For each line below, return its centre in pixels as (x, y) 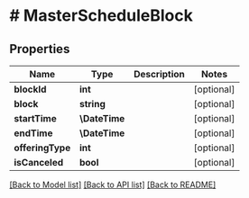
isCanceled (39, 162)
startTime (35, 118)
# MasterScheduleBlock (101, 16)
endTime (33, 133)
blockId (30, 89)
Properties (40, 49)
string (92, 104)
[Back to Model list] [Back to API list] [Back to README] (113, 184)
